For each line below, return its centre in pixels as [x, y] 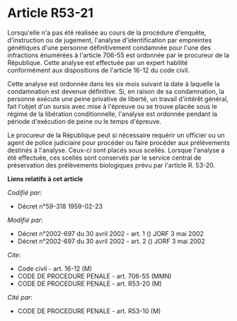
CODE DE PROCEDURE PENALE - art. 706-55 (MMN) [94, 276]
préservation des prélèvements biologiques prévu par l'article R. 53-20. [111, 165]
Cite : [14, 255]
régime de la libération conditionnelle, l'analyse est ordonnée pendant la [112, 114]
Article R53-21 [51, 13]
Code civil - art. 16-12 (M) [55, 268]
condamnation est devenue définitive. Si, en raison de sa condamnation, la [116, 91]
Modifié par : [25, 220]
